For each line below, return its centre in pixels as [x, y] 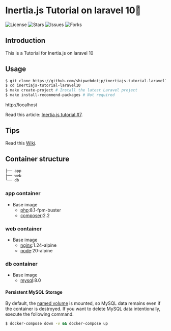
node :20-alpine [36, 250]
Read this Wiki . [21, 143]
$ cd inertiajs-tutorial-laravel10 [43, 86]
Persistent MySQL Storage [34, 292]
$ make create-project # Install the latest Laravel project [72, 90]
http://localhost [21, 105]
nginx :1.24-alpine [38, 245]
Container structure [37, 159]
